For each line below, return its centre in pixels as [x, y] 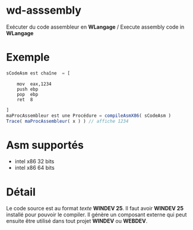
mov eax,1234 [34, 84]
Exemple [28, 57]
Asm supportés [45, 145]
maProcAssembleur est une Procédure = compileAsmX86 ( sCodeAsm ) [88, 116]
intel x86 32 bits [34, 161]
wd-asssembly [44, 10]
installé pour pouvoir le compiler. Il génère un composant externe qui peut [96, 215]
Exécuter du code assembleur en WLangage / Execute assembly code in [95, 27]
